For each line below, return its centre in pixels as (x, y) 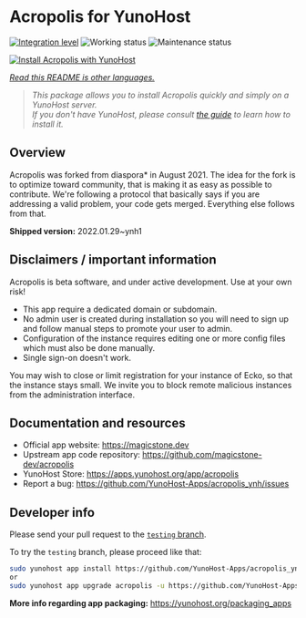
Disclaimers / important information (113, 260)
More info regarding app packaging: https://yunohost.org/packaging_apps (151, 603)
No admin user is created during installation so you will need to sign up (156, 319)
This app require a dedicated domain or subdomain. (120, 309)
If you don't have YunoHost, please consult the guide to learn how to (161, 114)
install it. (47, 124)
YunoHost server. (64, 104)
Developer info (52, 512)
